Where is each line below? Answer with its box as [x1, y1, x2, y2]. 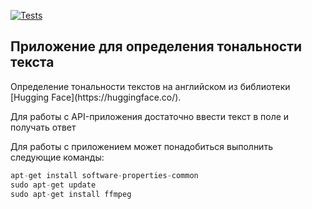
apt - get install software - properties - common [10, 170, 199, 180]
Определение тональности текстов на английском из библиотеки [10, 80, 291, 92]
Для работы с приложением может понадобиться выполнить [10, 140, 273, 152]
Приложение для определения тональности [10, 38, 303, 55]
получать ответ [10, 121, 77, 133]
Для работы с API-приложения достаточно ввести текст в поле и [10, 110, 290, 122]
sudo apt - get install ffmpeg [10, 189, 132, 199]
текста [10, 54, 55, 71]
